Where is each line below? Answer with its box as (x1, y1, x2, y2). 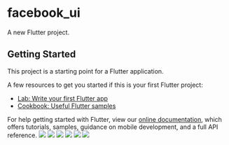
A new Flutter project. (7, 28, 70, 36)
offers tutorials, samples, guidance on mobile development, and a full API (7, 123, 218, 131)
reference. (7, 131, 37, 139)
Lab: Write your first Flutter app (17, 94, 109, 102)
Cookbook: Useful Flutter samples (17, 102, 116, 110)
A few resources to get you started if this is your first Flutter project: (7, 81, 203, 89)
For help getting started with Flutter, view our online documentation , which (7, 115, 223, 123)
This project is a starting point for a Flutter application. (7, 67, 164, 75)
